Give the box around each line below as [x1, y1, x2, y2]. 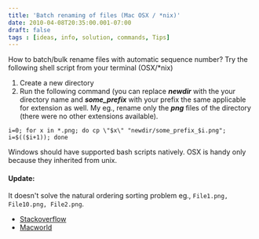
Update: [8, 173, 35, 183]
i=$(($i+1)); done [8, 134, 68, 142]
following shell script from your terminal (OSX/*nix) [8, 63, 173, 73]
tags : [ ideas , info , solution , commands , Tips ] [8, 33, 170, 42]
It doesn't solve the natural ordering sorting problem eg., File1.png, [8, 191, 228, 201]
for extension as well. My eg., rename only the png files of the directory [19, 103, 251, 113]
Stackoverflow [19, 215, 67, 224]
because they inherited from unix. [8, 156, 118, 165]
